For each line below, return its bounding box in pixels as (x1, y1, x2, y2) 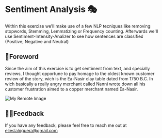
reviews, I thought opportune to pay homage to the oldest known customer (5, 71, 155, 77)
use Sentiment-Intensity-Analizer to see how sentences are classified (5, 33, 144, 39)
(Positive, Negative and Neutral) (5, 38, 69, 44)
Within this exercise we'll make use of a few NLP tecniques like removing (5, 23, 151, 29)
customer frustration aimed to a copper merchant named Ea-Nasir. (5, 86, 138, 92)
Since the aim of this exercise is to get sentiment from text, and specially (5, 65, 150, 71)
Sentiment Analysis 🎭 (5, 4, 97, 15)
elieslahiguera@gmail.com (5, 127, 58, 133)
